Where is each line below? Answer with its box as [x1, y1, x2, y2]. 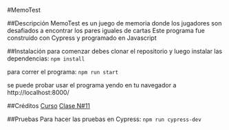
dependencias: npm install [7, 54, 85, 63]
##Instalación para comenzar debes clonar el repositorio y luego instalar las [7, 47, 222, 55]
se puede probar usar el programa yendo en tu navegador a [7, 81, 177, 89]
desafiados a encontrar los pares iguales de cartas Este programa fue [7, 27, 205, 34]
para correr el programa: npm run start [7, 68, 119, 76]
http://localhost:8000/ [7, 89, 70, 96]
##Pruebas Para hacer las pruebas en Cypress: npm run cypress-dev [7, 115, 201, 123]
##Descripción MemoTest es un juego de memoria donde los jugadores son [7, 19, 222, 27]
